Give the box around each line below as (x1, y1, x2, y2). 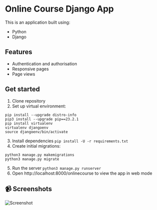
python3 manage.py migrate (5, 156, 59, 162)
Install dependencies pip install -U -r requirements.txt (12, 138, 128, 144)
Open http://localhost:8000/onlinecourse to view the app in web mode (12, 170, 153, 176)
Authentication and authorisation (12, 60, 77, 66)
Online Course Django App (5, 3, 114, 15)
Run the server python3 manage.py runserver (12, 165, 101, 171)
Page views (12, 71, 35, 77)
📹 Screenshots (5, 185, 52, 193)
